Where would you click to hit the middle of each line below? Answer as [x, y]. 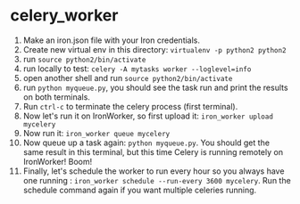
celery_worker [64, 16]
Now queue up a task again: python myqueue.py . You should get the [146, 143]
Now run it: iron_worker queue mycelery [96, 133]
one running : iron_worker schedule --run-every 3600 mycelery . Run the [157, 180]
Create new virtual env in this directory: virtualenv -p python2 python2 [154, 49]
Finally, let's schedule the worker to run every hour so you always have [154, 171]
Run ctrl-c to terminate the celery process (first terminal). [130, 106]
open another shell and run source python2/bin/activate [128, 78]
